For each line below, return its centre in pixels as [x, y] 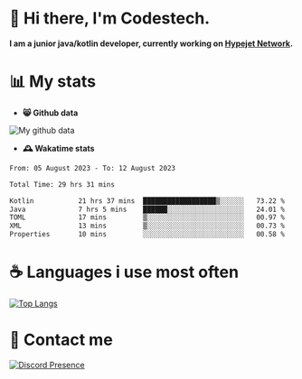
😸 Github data [50, 113]
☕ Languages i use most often [124, 272]
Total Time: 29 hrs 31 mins [62, 184]
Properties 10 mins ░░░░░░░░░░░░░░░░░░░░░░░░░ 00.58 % [147, 235]
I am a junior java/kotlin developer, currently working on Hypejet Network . [151, 43]
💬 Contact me [61, 340]
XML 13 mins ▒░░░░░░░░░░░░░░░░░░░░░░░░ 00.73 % [147, 226]
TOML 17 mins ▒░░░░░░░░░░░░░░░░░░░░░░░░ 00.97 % [147, 217]
